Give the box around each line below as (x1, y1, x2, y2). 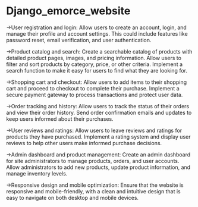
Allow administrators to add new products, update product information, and (6, 164, 191, 171)
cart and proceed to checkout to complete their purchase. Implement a (6, 84, 180, 92)
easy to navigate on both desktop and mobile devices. (6, 194, 139, 201)
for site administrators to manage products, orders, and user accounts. (6, 157, 180, 164)
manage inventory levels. (6, 170, 68, 177)
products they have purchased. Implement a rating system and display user (6, 133, 191, 140)
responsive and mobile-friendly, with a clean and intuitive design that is (6, 187, 181, 195)
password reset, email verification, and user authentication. (6, 36, 152, 43)
